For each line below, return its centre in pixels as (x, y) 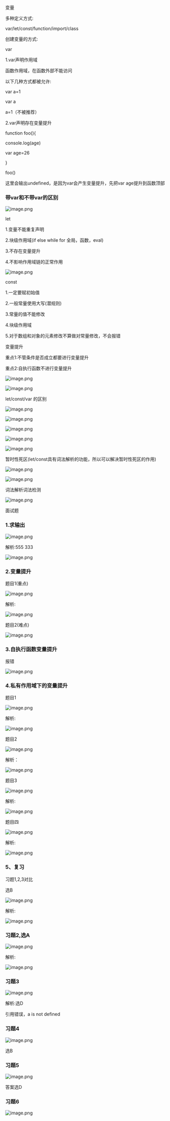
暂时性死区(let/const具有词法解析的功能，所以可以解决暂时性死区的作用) (81, 459)
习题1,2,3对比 (19, 879)
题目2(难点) (17, 625)
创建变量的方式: (22, 39)
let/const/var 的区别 (26, 399)
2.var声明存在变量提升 (29, 123)
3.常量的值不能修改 (25, 314)
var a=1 (13, 92)
